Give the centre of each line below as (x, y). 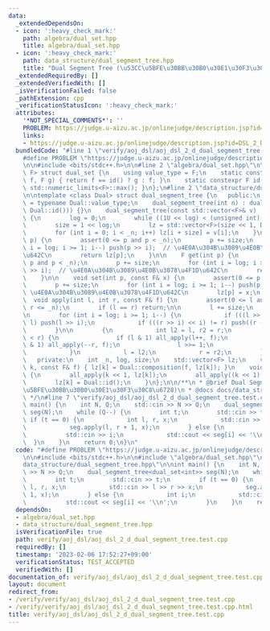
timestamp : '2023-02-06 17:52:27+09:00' (84, 555)
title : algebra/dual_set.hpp (72, 46)
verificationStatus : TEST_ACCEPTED (75, 562)
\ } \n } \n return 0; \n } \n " (80, 442)
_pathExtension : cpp (50, 98)
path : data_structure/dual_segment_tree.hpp (98, 61)
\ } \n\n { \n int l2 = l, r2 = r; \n (127, 330)
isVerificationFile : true (59, 532)
